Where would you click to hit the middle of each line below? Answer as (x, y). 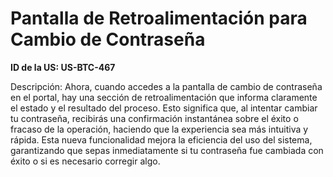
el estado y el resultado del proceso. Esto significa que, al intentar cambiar (164, 108)
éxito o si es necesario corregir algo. (85, 161)
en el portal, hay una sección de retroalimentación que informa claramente (164, 97)
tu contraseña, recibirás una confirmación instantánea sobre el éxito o (154, 118)
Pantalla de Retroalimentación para (159, 18)
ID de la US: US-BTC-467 (63, 67)
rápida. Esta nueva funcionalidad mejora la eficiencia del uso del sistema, (161, 139)
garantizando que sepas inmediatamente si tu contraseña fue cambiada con (167, 150)
